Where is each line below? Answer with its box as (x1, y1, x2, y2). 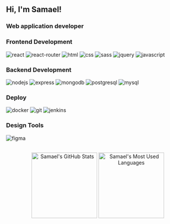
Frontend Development (6, 38, 73, 46)
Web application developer (6, 22, 84, 30)
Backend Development (6, 65, 72, 73)
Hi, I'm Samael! (6, 5, 62, 15)
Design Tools (6, 121, 44, 129)
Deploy (6, 93, 27, 101)
